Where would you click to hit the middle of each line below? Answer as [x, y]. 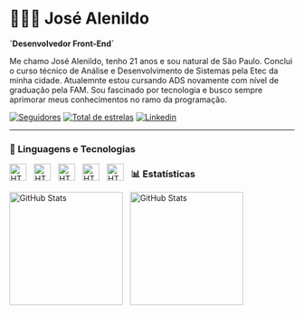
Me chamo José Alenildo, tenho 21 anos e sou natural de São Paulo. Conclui [151, 61]
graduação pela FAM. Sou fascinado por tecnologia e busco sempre [136, 90]
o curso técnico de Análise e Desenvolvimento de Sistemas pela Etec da [144, 71]
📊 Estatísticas [163, 174]
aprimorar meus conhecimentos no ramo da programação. [119, 100]
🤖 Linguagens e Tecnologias [72, 148]
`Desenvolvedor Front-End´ [62, 43]
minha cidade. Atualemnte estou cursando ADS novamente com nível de [144, 80]
